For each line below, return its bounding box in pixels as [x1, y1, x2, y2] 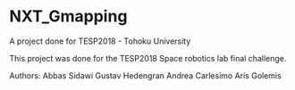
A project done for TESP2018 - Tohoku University [9, 36, 191, 46]
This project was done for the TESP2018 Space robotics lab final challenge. [9, 53, 287, 63]
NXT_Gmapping [9, 6, 128, 27]
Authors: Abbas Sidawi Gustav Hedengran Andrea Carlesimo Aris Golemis [9, 70, 282, 81]
